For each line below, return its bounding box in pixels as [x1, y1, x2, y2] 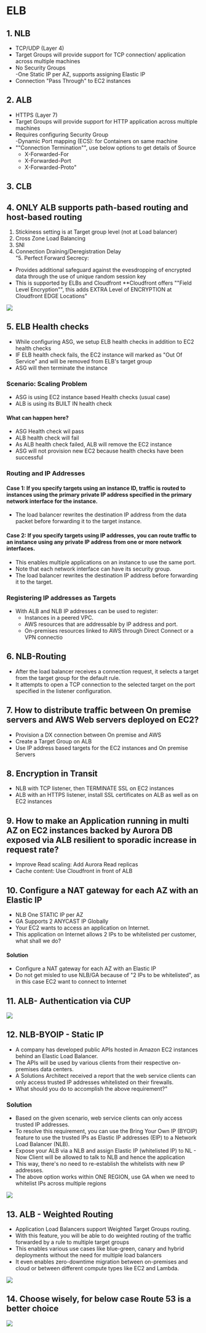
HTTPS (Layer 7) [15, 111, 58, 119]
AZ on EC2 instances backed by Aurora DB [6, 825, 173, 836]
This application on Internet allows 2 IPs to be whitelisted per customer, [15, 931, 197, 938]
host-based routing [6, 212, 82, 222]
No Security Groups [15, 64, 66, 71]
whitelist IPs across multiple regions [15, 1180, 106, 1187]
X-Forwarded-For [24, 150, 69, 157]
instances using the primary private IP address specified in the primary [6, 491, 192, 498]
